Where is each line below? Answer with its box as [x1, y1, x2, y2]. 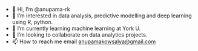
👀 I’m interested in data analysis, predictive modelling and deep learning [12, 12, 192, 19]
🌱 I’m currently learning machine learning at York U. [12, 25, 141, 32]
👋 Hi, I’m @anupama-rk [12, 6, 71, 13]
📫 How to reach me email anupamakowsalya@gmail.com [12, 38, 156, 45]
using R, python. [12, 19, 53, 25]
